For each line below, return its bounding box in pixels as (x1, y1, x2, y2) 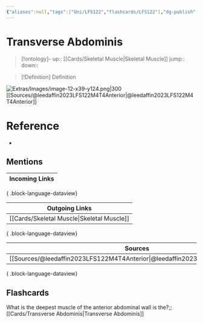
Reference (6, 119, 59, 133)
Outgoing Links (47, 204, 92, 213)
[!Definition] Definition (21, 73, 77, 81)
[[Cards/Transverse (6, 310, 55, 318)
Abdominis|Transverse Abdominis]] (56, 310, 144, 318)
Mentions (6, 156, 43, 167)
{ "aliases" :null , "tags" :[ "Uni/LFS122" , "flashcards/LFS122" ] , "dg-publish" (6, 8, 196, 15)
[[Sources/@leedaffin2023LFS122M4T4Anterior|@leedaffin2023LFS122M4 (6, 92, 194, 99)
